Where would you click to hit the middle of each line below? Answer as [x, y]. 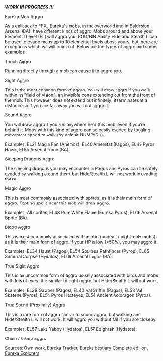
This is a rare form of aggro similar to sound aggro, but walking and [73, 314]
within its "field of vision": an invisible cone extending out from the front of [80, 95]
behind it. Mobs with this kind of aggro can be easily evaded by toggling [78, 130]
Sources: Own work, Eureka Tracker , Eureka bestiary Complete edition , [77, 348]
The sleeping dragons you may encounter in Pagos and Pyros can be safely [81, 169]
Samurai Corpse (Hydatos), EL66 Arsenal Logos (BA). [59, 257]
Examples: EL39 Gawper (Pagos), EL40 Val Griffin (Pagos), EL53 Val [74, 290]
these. [12, 179]
